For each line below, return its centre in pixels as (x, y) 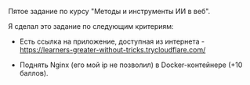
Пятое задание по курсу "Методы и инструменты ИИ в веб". (109, 11)
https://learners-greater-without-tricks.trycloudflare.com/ (112, 50)
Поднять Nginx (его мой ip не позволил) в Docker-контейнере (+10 (131, 65)
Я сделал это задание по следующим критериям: (91, 26)
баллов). (34, 73)
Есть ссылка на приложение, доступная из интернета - (112, 41)
